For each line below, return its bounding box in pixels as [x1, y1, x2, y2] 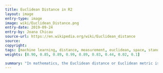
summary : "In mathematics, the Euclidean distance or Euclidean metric [5, 61, 153, 66]
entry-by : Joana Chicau [5, 29, 53, 34]
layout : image [5, 12, 34, 16]
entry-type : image [5, 16, 42, 21]
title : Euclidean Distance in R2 [5, 7, 73, 12]
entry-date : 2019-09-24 [5, 25, 53, 30]
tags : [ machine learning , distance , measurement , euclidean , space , [5, 47, 147, 52]
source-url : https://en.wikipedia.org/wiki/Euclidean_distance [5, 34, 136, 39]
